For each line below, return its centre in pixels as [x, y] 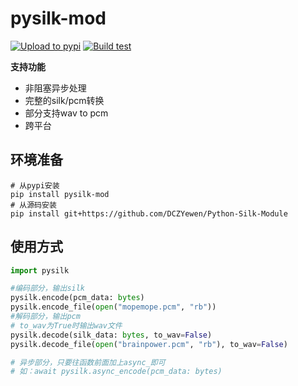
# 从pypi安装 [35, 185]
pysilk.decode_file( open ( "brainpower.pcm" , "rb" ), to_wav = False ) [149, 344]
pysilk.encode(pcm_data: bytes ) [77, 298]
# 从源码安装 [33, 205]
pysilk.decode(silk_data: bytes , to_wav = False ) [111, 335]
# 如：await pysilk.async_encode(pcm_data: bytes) [116, 372]
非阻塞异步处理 [55, 88]
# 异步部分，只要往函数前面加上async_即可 [88, 362]
